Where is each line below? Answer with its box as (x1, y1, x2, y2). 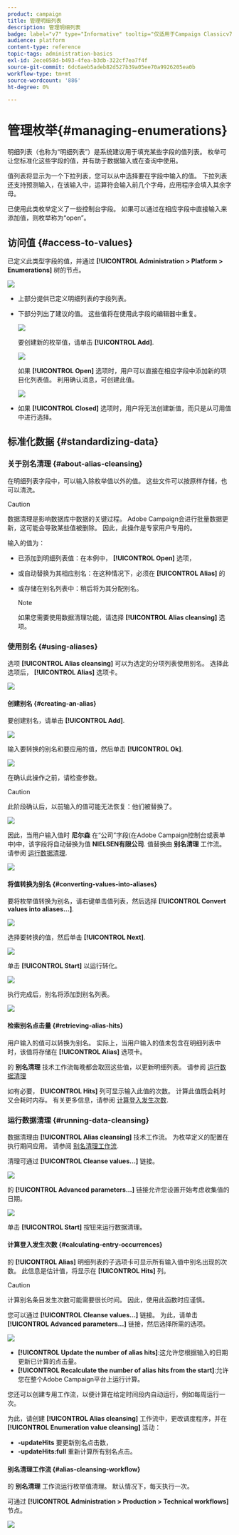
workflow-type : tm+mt (7, 70, 72, 77)
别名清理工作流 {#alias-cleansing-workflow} (7, 1464, 141, 1474)
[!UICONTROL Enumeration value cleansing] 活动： (7, 1423, 161, 1432)
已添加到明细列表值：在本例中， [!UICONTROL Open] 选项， (17, 554, 196, 562)
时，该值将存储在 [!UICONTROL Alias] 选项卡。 (7, 1047, 147, 1056)
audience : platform (7, 37, 65, 44)
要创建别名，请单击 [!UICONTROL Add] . (7, 716, 125, 725)
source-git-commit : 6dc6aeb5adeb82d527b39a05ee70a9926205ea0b (7, 64, 196, 71)
